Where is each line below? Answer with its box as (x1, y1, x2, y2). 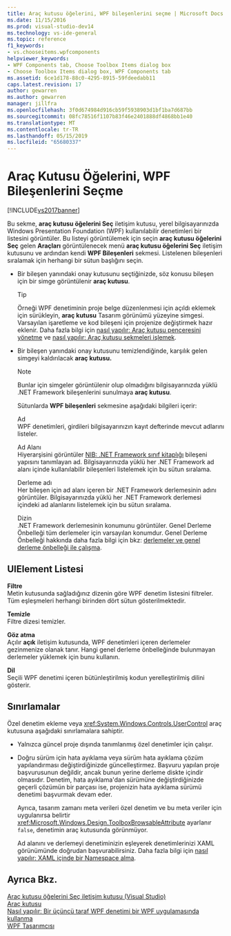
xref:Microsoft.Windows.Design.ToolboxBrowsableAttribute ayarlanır (17, 818, 212, 827)
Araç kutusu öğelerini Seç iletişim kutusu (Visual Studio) (7, 892, 166, 900)
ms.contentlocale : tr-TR (7, 126, 79, 133)
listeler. (17, 430, 38, 438)
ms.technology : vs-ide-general (7, 29, 97, 37)
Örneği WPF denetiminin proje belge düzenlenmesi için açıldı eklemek (17, 304, 216, 312)
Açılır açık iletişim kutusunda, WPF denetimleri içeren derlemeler (7, 638, 191, 646)
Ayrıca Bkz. (7, 874, 58, 885)
